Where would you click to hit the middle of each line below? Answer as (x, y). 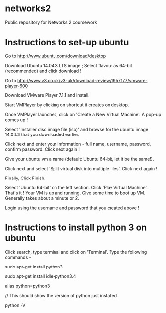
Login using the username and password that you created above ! (72, 208)
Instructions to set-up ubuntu (67, 42)
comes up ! (17, 120)
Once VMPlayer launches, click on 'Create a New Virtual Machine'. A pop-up (83, 114)
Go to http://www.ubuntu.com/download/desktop (55, 56)
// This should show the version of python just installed (61, 295)
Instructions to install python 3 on (76, 228)
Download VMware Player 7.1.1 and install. (48, 95)
